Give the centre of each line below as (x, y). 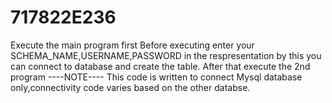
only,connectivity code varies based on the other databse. (130, 87)
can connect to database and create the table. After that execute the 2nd (160, 66)
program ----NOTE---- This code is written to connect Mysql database (156, 77)
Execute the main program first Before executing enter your (132, 45)
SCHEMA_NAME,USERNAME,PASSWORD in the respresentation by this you (166, 55)
